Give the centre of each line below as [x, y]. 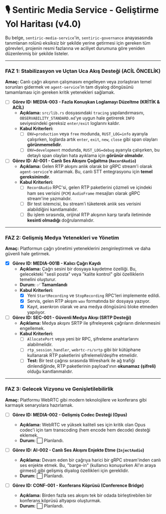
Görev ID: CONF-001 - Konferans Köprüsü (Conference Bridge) [78, 485]
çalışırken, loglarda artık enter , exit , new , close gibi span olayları [92, 139]
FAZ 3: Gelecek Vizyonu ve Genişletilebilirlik [59, 389]
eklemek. [29, 435]
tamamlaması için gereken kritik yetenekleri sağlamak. [60, 92]
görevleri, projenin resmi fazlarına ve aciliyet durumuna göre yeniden [75, 48]
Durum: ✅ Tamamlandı [43, 285]
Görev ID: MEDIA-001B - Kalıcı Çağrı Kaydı [57, 263]
